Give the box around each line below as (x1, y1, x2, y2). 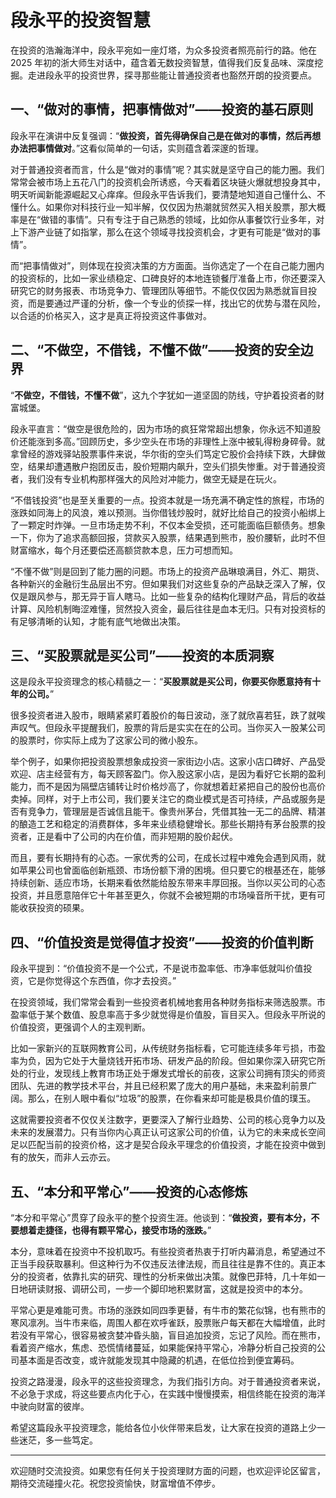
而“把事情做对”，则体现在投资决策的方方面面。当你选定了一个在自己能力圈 (10, 259, 317, 271)
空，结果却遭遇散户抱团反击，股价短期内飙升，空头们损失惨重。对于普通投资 (10, 460, 326, 472)
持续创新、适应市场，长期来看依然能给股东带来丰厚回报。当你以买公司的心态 (10, 877, 326, 889)
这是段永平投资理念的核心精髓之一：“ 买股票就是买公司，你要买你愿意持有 (10, 676, 313, 688)
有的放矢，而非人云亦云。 (10, 1151, 116, 1163)
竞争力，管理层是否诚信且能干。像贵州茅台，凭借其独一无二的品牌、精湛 (27, 806, 326, 818)
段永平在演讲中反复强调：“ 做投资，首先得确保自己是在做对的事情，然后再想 (10, 129, 322, 141)
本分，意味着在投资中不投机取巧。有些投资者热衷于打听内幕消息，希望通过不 (10, 1246, 326, 1257)
